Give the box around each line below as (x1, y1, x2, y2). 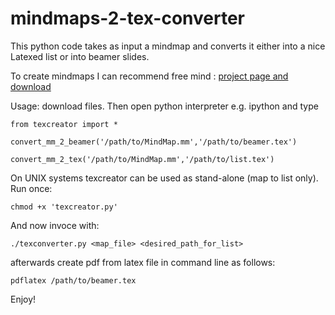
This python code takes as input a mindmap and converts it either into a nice (10, 40, 326, 52)
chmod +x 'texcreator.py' (10, 202, 118, 212)
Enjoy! (10, 293, 37, 305)
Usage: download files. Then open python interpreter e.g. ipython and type (10, 100, 319, 112)
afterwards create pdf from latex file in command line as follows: (10, 256, 276, 268)
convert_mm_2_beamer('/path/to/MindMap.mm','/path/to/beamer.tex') (10, 137, 298, 147)
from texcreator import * (10, 119, 118, 129)
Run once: (10, 182, 53, 194)
